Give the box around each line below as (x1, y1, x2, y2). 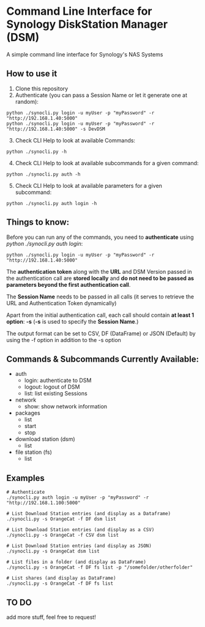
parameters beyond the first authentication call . (6, 281, 131, 288)
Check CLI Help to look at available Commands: (15, 136, 136, 144)
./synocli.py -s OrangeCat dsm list (6, 548, 100, 555)
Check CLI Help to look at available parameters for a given (15, 182, 162, 189)
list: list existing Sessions (24, 390, 88, 397)
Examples (6, 473, 45, 483)
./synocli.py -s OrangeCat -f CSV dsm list (6, 532, 119, 539)
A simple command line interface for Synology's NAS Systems (6, 50, 163, 58)
